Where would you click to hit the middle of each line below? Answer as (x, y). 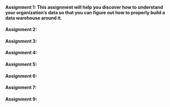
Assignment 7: (21, 87)
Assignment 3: (21, 41)
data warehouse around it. (34, 18)
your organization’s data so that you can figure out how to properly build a (85, 12)
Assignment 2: (21, 29)
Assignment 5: (21, 64)
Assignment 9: (21, 99)
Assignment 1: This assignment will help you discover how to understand (84, 7)
